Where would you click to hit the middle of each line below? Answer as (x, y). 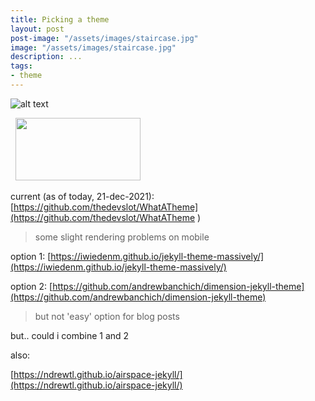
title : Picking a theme (60, 19)
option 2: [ (31, 286)
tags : (21, 66)
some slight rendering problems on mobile (122, 237)
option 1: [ (31, 256)
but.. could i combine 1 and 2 (70, 335)
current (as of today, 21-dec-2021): (82, 196)
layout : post (37, 29)
